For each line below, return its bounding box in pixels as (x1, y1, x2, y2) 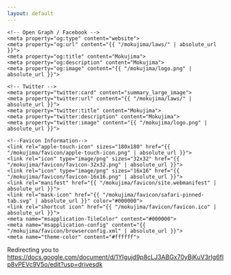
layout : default (7, 10, 54, 17)
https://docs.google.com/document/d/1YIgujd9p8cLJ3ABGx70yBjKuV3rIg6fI (7, 252, 224, 261)
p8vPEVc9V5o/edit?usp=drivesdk (7, 260, 103, 268)
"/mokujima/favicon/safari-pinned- (102, 191, 205, 198)
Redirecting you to (7, 245, 59, 254)
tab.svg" (7, 197, 32, 204)
